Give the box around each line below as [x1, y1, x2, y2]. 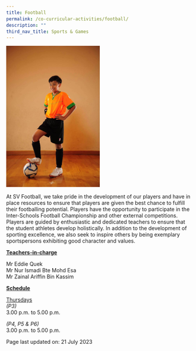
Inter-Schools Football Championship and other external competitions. [6, 212, 178, 219]
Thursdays [6, 296, 33, 303]
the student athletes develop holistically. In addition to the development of [6, 225, 187, 232]
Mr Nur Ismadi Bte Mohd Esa [6, 267, 77, 274]
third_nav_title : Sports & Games [6, 29, 89, 35]
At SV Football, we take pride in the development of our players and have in [6, 193, 191, 200]
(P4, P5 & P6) [6, 321, 40, 328]
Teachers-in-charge [6, 249, 58, 256]
